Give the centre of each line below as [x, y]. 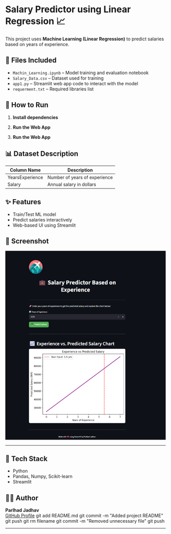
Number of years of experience [80, 178]
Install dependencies [35, 117]
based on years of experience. [37, 44]
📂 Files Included [31, 60]
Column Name [25, 170]
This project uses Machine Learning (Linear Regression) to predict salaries [85, 39]
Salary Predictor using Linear [68, 9]
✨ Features [23, 202]
